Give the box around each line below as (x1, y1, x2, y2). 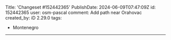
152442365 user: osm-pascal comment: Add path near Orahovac (5, 9, 142, 15)
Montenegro (12, 24, 39, 30)
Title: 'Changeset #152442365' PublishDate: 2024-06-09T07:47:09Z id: (5, 4, 156, 10)
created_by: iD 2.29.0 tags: (5, 15, 62, 20)
